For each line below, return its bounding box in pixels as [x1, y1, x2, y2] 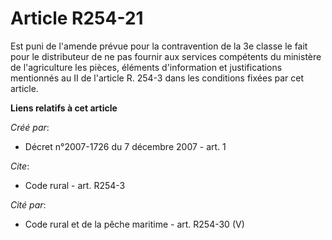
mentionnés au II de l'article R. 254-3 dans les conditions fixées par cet [10, 72, 305, 84]
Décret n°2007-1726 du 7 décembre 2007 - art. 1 [24, 140, 227, 152]
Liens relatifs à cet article [10, 102, 118, 114]
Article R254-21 [10, 7, 144, 30]
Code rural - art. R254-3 [24, 179, 126, 191]
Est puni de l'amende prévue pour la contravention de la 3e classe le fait [10, 40, 308, 52]
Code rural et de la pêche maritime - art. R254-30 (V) [24, 218, 245, 230]
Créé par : [10, 121, 50, 133]
